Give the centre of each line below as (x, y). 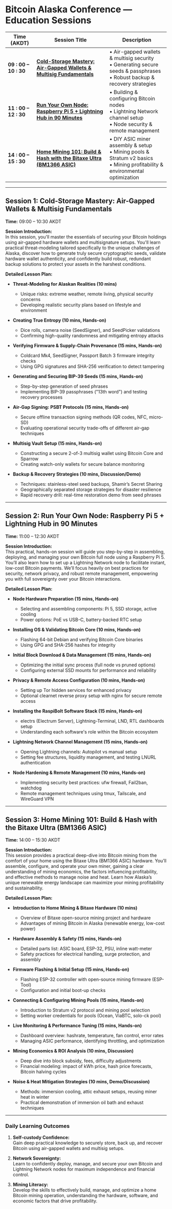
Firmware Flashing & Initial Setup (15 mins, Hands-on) (71, 969)
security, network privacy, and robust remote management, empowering (82, 573)
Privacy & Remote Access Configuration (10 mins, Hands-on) (79, 680)
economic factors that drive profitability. (55, 1201)
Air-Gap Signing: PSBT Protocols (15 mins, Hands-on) (71, 407)
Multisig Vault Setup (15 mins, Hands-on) (57, 443)
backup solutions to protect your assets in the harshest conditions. (76, 264)
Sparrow (29, 459)
